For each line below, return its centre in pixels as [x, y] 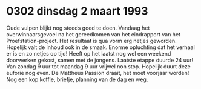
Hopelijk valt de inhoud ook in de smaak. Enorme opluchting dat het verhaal [100, 47]
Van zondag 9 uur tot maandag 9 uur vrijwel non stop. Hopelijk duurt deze [98, 66]
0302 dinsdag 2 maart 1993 [77, 11]
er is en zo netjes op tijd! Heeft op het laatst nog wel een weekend [89, 53]
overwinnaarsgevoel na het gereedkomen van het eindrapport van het [93, 34]
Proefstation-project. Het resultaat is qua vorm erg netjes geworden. [91, 41]
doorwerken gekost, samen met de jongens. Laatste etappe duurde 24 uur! [100, 60]
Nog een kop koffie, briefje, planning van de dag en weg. [77, 79]
